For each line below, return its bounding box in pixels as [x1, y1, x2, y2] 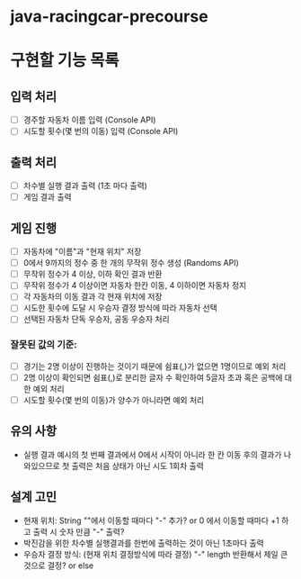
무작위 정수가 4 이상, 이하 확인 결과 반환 [22, 268, 163, 280]
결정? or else [47, 560, 93, 571]
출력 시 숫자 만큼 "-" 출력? [32, 526, 125, 537]
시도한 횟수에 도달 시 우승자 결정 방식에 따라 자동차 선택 [22, 303, 218, 313]
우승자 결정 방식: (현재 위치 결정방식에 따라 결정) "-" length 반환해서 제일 [22, 548, 279, 559]
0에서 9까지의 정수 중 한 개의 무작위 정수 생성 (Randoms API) [22, 258, 239, 268]
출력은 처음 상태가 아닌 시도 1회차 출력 [71, 460, 205, 471]
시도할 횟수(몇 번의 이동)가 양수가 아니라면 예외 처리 [22, 394, 205, 405]
